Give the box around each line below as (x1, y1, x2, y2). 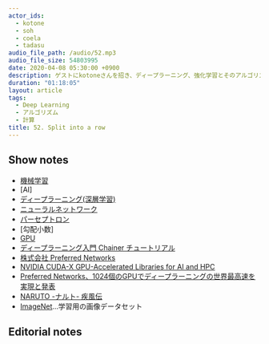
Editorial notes (8, 325, 82, 338)
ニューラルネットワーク (19, 204, 98, 213)
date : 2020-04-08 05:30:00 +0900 (8, 64, 120, 72)
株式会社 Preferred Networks (19, 253, 116, 262)
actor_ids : (8, 11, 45, 20)
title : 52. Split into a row (8, 123, 106, 132)
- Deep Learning (15, 101, 70, 109)
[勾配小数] (19, 224, 54, 233)
